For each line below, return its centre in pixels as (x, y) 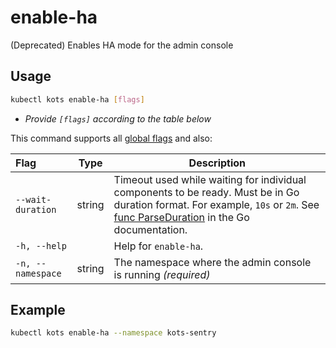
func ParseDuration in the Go (181, 217)
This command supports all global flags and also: (111, 138)
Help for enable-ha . (158, 246)
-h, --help (41, 245)
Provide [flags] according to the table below (118, 118)
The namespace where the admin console (212, 262)
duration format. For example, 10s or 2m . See (216, 204)
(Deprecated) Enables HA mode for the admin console (122, 45)
